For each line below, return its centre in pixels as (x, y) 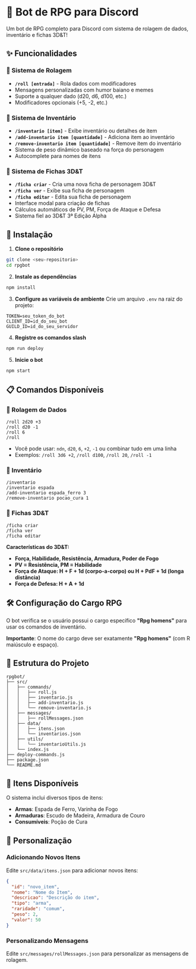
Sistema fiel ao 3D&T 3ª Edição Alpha (61, 216)
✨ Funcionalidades (42, 54)
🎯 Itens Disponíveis (42, 783)
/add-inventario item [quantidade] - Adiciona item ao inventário (95, 137)
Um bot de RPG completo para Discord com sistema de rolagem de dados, (97, 29)
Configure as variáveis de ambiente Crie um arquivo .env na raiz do (99, 299)
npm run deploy (25, 348)
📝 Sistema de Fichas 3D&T (45, 171)
